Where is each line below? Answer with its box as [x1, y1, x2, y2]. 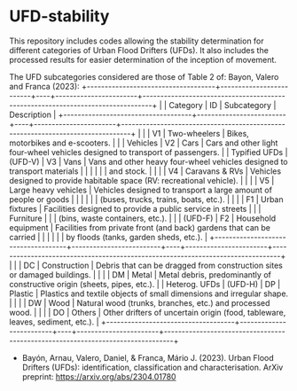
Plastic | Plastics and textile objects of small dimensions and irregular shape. [9, 288, 289, 299]
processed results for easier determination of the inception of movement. [9, 54, 277, 65]
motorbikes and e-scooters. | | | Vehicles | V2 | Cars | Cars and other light [9, 137, 278, 148]
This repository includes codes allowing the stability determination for [9, 35, 264, 46]
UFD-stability [9, 6, 110, 27]
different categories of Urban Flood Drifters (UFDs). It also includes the [9, 44, 269, 55]
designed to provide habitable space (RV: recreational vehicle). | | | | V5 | [9, 175, 275, 185]
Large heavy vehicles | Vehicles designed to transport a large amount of [9, 184, 273, 195]
